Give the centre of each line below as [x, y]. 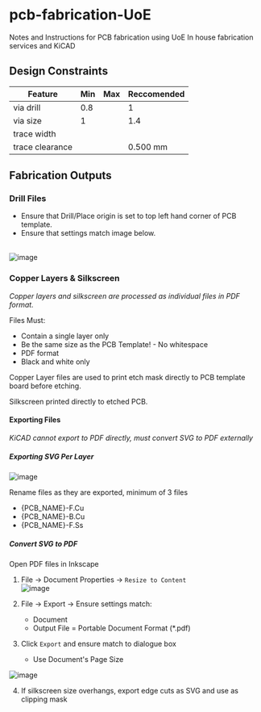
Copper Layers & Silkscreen [64, 279]
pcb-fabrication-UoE [80, 15]
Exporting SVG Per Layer [52, 456]
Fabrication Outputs [60, 176]
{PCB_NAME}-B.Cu [53, 516]
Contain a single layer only [65, 336]
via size [28, 120]
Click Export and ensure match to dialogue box [98, 643]
